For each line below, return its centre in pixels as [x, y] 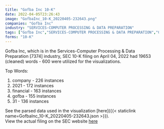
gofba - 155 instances [34, 96]
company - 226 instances [38, 80]
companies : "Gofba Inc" [29, 23]
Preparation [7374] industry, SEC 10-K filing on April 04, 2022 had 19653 [78, 56]
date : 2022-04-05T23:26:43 [32, 14]
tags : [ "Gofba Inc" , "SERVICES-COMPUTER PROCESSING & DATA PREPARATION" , [81, 32]
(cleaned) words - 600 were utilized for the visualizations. [63, 61]
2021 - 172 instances [33, 85]
